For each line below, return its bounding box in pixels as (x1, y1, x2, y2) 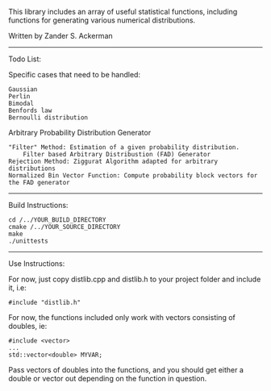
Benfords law (8, 106, 52, 114)
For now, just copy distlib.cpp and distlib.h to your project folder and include (8, 274, 261, 284)
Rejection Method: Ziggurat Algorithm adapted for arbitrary (8, 157, 219, 165)
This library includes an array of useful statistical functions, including (8, 7, 238, 16)
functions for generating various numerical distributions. (8, 15, 196, 25)
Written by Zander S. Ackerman (8, 31, 113, 40)
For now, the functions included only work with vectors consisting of (8, 313, 236, 322)
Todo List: (8, 54, 42, 64)
